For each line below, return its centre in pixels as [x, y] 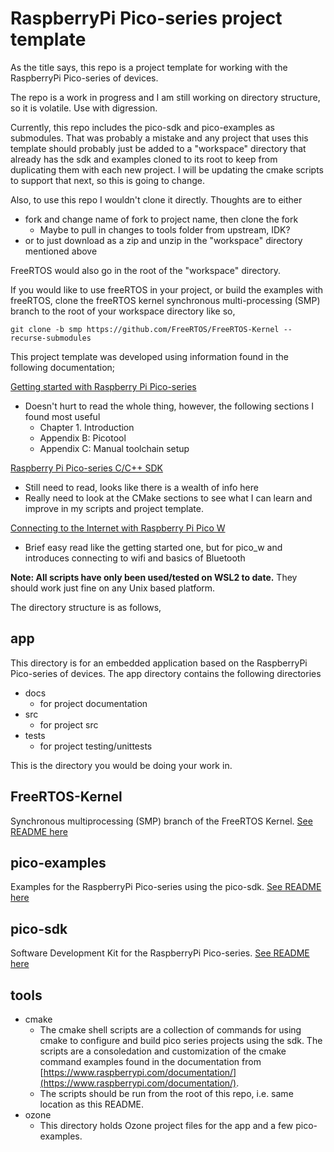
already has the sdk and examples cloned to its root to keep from [144, 159]
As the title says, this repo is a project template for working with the [149, 67]
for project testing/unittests [96, 746]
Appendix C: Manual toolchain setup [114, 448]
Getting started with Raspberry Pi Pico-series [103, 386]
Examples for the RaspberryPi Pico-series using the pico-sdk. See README [166, 887]
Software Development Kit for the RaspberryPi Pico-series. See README [160, 953]
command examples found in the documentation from [150, 1061]
